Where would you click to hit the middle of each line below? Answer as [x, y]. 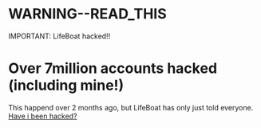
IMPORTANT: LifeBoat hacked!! [59, 36]
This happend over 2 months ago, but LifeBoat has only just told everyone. [131, 107]
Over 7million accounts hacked [113, 68]
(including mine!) [66, 86]
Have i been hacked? [43, 116]
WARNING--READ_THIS [88, 14]
